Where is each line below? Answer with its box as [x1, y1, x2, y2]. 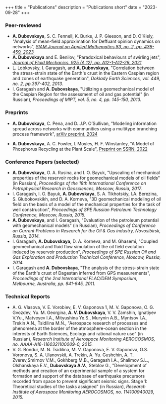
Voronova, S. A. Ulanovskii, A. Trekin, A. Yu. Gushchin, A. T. [12, 352, 134, 358]
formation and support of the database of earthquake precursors [12, 373, 145, 379]
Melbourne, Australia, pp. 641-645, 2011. [12, 281, 96, 287]
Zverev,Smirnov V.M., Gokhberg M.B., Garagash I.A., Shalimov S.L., [12, 357, 150, 363]
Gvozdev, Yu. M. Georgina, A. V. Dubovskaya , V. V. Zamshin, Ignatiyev [12, 309, 157, 315]
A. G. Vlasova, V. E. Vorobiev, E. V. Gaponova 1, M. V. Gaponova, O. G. [12, 304, 155, 310]
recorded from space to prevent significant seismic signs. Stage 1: [12, 378, 148, 385]
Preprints [5, 109, 28, 116]
